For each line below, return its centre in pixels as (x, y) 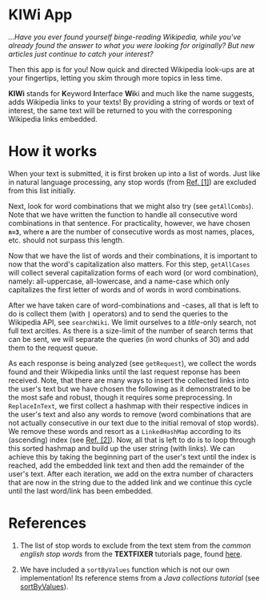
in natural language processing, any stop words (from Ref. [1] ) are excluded (132, 182)
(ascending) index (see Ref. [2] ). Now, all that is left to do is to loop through (132, 440)
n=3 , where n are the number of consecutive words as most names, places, (131, 231)
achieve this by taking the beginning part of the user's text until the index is (132, 456)
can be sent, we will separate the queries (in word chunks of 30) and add (129, 339)
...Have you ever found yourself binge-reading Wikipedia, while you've (125, 37)
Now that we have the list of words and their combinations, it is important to (133, 255)
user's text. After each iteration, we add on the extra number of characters (131, 473)
